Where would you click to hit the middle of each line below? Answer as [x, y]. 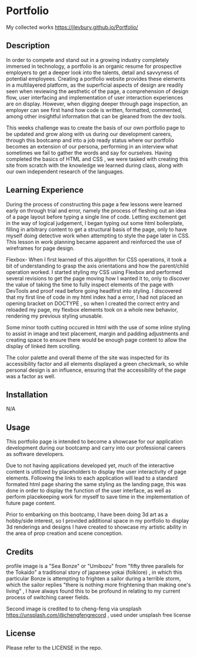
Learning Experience [45, 190]
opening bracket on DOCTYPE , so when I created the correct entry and [93, 303]
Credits [20, 552]
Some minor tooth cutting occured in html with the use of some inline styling [98, 327]
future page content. [31, 503]
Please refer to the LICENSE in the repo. [54, 648]
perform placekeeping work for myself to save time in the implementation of [98, 497]
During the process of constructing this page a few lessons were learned [94, 204]
